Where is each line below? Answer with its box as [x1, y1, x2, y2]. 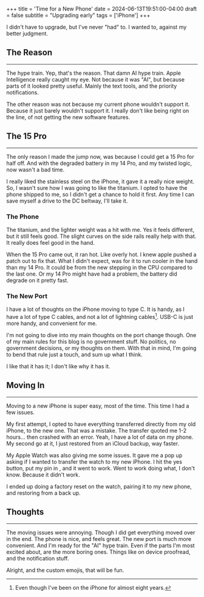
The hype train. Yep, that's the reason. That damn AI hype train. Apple [6, 69, 181, 77]
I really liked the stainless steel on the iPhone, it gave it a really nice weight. [6, 178, 195, 185]
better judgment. [6, 30, 49, 37]
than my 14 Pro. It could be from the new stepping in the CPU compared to [6, 264, 193, 271]
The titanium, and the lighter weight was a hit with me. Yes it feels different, [6, 226, 195, 233]
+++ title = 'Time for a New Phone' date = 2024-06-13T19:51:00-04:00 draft [6, 5, 197, 12]
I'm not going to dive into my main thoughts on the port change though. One [6, 331, 197, 338]
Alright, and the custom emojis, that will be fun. [6, 566, 124, 574]
